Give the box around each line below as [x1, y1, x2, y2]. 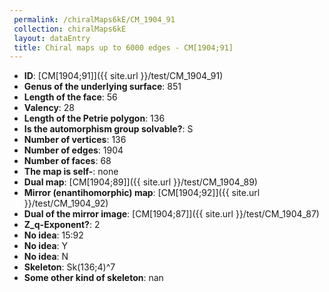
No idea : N [23, 251, 69, 263]
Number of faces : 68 [23, 155, 112, 167]
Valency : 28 [23, 102, 75, 114]
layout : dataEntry [13, 33, 91, 43]
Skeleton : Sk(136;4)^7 [23, 261, 116, 273]
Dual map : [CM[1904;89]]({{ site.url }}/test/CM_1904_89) [23, 176, 258, 188]
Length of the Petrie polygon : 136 [23, 112, 166, 125]
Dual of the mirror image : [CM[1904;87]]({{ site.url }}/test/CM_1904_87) [23, 208, 320, 220]
